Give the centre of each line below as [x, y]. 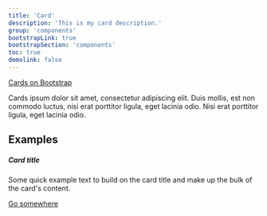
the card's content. [39, 188]
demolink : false [35, 60]
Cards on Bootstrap [40, 82]
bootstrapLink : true [43, 38]
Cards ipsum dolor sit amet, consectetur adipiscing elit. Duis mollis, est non [132, 98]
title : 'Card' [32, 15]
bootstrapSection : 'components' [62, 45]
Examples [33, 140]
